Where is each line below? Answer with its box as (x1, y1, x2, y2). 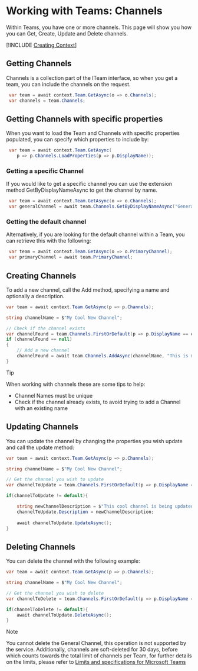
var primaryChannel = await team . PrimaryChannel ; (8, 254, 133, 260)
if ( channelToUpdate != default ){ (6, 493, 88, 499)
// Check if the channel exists (6, 325, 85, 331)
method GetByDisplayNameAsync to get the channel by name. (6, 186, 158, 193)
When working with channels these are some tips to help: (6, 380, 146, 388)
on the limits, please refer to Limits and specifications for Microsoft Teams (6, 659, 186, 666)
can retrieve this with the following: (6, 237, 91, 244)
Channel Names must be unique (14, 392, 93, 399)
